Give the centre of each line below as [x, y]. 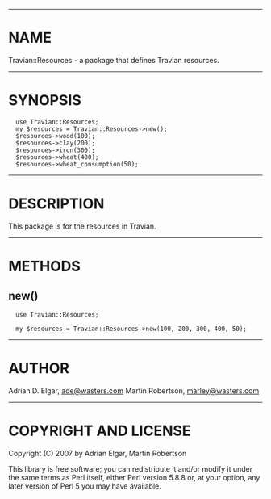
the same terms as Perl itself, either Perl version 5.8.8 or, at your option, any [134, 477]
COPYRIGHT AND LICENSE [100, 431]
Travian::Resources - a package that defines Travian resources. [114, 60]
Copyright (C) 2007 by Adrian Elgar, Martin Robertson [98, 453]
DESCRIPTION [56, 204]
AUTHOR [39, 368]
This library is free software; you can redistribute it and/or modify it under [131, 468]
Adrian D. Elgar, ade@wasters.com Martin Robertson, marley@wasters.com [134, 390]
